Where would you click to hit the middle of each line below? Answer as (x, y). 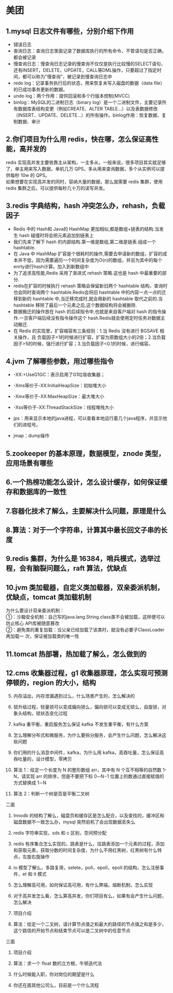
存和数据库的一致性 (36, 492)
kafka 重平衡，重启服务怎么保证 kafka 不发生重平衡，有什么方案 (81, 724)
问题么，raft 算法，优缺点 (86, 568)
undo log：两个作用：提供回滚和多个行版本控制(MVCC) (72, 96)
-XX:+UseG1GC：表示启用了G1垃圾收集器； (59, 375)
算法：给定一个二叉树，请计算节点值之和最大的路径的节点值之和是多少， (90, 924)
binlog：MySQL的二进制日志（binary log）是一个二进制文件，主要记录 (88, 102)
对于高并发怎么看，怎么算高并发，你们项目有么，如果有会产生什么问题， (90, 896)
